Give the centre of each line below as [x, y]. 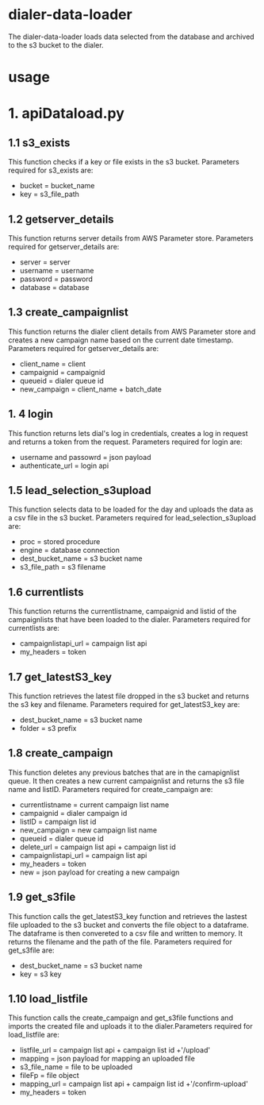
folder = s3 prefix [48, 728]
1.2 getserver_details [61, 219]
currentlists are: [34, 628]
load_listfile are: [34, 1035]
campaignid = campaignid [62, 372]
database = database [54, 287]
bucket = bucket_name [57, 186]
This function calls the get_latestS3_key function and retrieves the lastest [128, 916]
